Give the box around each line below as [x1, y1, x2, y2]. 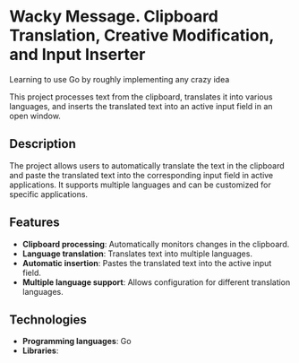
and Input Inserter [9, 45, 146, 65]
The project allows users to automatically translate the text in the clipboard [9, 160, 285, 171]
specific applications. [9, 188, 88, 199]
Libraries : [21, 345, 59, 356]
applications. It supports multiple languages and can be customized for [9, 179, 271, 190]
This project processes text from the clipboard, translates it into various [9, 91, 273, 102]
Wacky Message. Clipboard [9, 6, 219, 27]
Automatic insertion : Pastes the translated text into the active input [21, 257, 272, 268]
